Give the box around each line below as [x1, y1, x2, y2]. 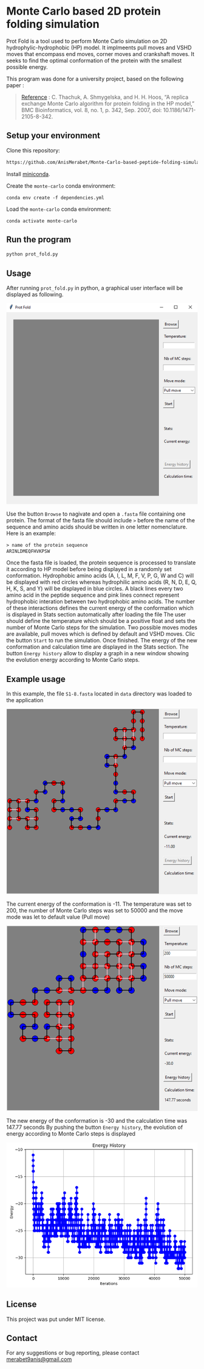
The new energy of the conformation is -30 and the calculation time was [6, 1117, 188, 1125]
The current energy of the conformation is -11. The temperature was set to [6, 900, 192, 908]
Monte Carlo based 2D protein [6, 4, 161, 18]
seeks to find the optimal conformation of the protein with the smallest [6, 57, 182, 64]
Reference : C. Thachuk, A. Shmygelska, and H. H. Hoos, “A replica [21, 93, 189, 101]
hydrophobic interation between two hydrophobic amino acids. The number [6, 598, 195, 605]
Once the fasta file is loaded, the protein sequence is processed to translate [6, 559, 196, 566]
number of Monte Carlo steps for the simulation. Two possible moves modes [6, 624, 197, 631]
